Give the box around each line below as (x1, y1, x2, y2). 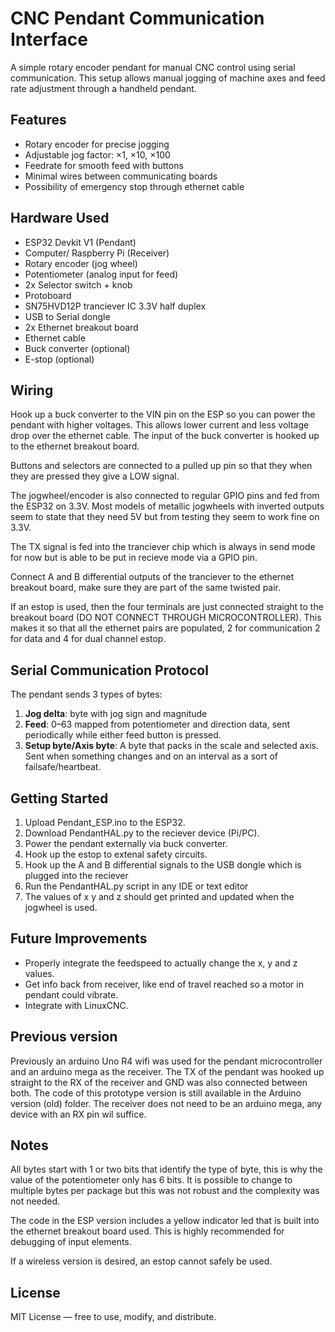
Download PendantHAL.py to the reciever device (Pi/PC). (24, 827, 260, 839)
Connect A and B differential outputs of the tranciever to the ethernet (10, 571, 295, 583)
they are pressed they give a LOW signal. (10, 470, 180, 482)
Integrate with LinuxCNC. (24, 999, 129, 1011)
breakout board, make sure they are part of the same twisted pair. (10, 582, 282, 594)
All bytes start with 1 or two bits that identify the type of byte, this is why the (10, 1163, 323, 1176)
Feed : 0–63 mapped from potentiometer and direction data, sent (24, 718, 291, 731)
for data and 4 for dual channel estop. (10, 633, 167, 645)
